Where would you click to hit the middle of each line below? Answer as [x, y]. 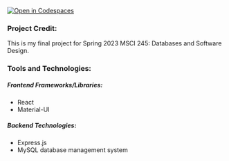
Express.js [32, 143]
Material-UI [33, 109]
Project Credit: [32, 28]
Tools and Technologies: [49, 69]
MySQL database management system [72, 150]
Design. [18, 51]
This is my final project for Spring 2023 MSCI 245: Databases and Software [114, 43]
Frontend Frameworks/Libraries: [55, 85]
